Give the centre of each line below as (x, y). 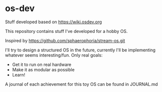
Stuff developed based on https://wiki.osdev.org (54, 22)
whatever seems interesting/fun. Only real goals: (54, 55)
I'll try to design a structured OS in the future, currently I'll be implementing (80, 50)
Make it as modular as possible (43, 69)
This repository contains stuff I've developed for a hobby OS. (66, 31)
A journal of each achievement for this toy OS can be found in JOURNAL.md (81, 84)
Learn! (19, 75)
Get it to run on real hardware (42, 64)
